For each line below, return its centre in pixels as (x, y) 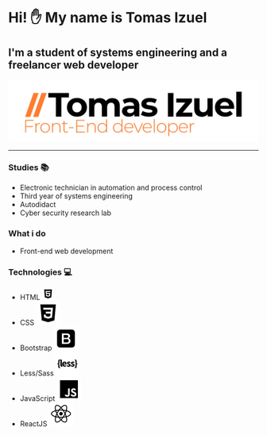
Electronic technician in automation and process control (111, 188)
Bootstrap (36, 348)
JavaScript (37, 398)
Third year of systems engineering (76, 196)
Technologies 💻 (41, 271)
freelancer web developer (74, 65)
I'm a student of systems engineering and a (118, 52)
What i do (27, 233)
